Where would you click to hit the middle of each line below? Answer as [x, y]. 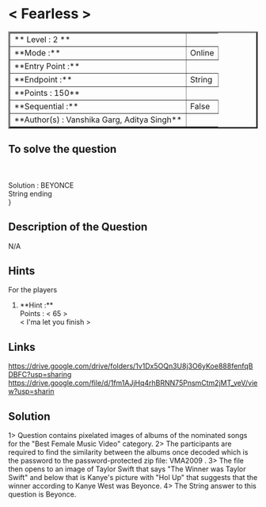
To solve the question [63, 149]
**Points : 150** [47, 93]
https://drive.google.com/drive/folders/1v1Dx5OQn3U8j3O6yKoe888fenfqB [131, 366]
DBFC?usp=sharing [40, 375]
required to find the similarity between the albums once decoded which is [128, 452]
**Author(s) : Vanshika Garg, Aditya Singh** [98, 120]
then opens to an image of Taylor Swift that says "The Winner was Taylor [127, 469]
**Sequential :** [47, 106]
